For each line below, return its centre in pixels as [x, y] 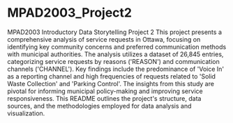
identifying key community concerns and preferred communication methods [117, 47]
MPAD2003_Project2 [70, 13]
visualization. [26, 113]
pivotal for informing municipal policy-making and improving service [105, 91]
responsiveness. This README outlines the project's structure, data [104, 98]
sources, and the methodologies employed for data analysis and [99, 106]
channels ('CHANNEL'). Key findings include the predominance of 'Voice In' [116, 69]
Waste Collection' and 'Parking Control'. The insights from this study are [111, 83]
